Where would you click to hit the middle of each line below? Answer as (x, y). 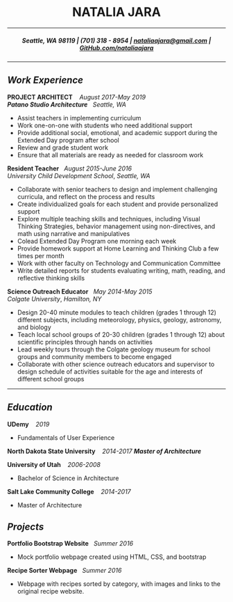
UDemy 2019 (28, 424)
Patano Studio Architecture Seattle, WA (67, 104)
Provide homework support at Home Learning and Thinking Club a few (118, 248)
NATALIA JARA (116, 12)
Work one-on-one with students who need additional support (105, 125)
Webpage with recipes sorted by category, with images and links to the (119, 584)
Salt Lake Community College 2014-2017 (69, 491)
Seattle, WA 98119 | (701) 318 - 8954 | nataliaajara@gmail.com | (116, 40)
